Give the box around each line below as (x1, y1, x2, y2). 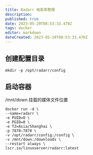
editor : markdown (5, 30, 41, 35)
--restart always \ (5, 141, 46, 146)
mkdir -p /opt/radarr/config (5, 68, 66, 73)
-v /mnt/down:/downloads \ (5, 137, 61, 142)
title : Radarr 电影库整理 (5, 7, 55, 12)
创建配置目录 (5, 54, 45, 63)
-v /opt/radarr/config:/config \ (5, 132, 75, 138)
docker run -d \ (5, 106, 39, 111)
